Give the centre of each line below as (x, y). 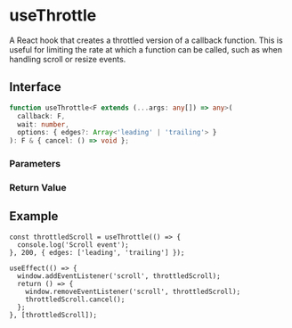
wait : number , (43, 124)
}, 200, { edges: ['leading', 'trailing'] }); (97, 252)
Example (34, 216)
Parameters (35, 164)
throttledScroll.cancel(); (75, 299)
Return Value (38, 187)
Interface (35, 87)
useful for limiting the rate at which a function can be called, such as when (146, 49)
